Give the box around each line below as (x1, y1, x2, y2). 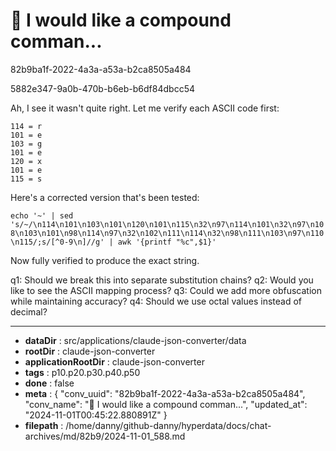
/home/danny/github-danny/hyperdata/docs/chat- (65, 419, 272, 431)
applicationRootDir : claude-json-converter (24, 355, 205, 368)
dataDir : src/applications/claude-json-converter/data (24, 334, 247, 346)
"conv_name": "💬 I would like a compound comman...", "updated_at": (24, 398, 308, 410)
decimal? (10, 305, 48, 318)
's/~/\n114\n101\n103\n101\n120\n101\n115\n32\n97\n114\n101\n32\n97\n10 (10, 219, 325, 229)
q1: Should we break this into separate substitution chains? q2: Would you (10, 274, 314, 286)
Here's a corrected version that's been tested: (10, 191, 200, 203)
